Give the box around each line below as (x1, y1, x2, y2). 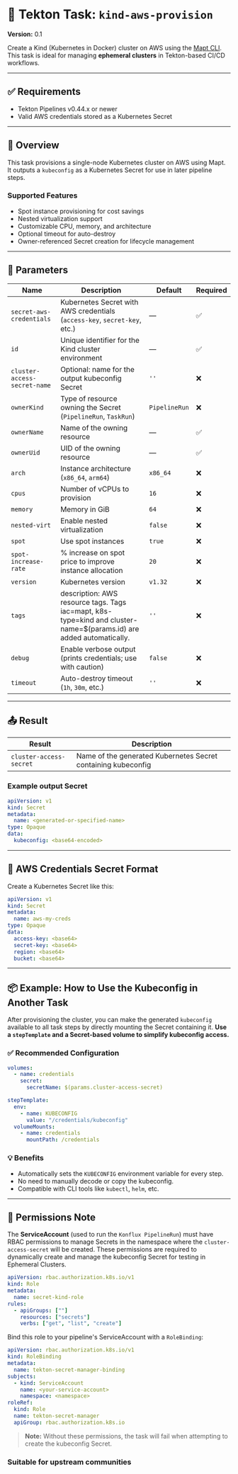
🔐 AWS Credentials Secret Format (7, 863, 159, 875)
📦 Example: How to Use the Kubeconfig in (7, 982, 198, 994)
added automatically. (59, 633, 130, 642)
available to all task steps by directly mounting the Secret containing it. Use (7, 1023, 227, 1031)
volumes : (7, 1064, 33, 1072)
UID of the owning (59, 443, 120, 453)
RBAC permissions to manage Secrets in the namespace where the (7, 1237, 203, 1246)
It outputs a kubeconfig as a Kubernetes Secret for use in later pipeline (7, 166, 212, 174)
